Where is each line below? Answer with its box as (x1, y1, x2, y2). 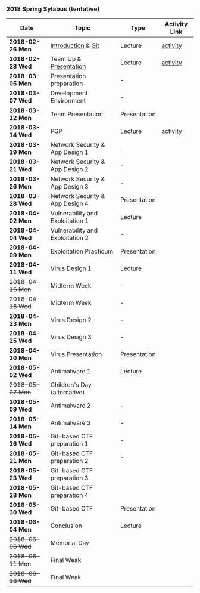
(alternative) (50, 388, 85, 397)
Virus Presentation (50, 350, 102, 359)
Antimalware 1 (50, 367, 91, 376)
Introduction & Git (50, 41, 99, 50)
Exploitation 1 (50, 217, 89, 225)
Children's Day (50, 381, 92, 389)
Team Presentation (50, 110, 103, 118)
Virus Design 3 (50, 333, 92, 341)
